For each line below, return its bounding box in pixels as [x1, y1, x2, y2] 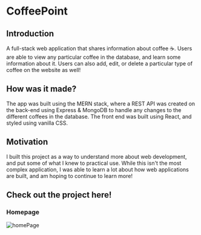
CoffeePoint [6, 4, 68, 18]
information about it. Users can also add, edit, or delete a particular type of [6, 60, 193, 67]
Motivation [6, 137, 48, 147]
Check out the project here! [6, 190, 112, 200]
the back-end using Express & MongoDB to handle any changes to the [6, 106, 182, 113]
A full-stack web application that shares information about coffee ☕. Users [6, 45, 193, 52]
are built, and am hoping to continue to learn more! [6, 172, 133, 179]
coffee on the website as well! [6, 67, 81, 73]
